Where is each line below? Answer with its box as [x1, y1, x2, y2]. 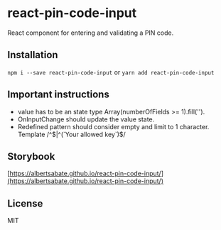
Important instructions [7, 89, 110, 101]
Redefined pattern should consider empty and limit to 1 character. [17, 122, 210, 131]
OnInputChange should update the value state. [17, 115, 155, 124]
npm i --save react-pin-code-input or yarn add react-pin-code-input [7, 67, 215, 76]
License [7, 197, 43, 209]
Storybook [7, 150, 55, 163]
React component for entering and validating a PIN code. [7, 28, 174, 37]
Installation [7, 49, 58, 61]
